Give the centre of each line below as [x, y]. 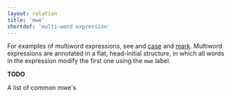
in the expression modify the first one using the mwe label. [89, 61]
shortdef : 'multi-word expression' [59, 26]
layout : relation [32, 14]
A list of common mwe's [42, 88]
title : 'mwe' [26, 20]
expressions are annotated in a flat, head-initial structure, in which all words [116, 53]
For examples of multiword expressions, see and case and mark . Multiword [115, 46]
